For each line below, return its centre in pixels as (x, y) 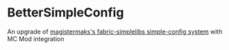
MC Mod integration (36, 38)
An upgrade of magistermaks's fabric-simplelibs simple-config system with (115, 32)
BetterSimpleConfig (66, 13)
